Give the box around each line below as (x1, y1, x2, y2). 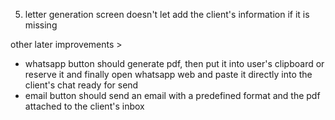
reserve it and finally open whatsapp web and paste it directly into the (24, 69, 313, 80)
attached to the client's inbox (24, 100, 145, 112)
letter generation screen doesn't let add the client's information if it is (24, 9, 310, 20)
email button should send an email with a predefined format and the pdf (24, 90, 321, 101)
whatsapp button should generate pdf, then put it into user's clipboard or (24, 58, 325, 69)
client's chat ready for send (24, 79, 139, 91)
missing (24, 19, 58, 31)
